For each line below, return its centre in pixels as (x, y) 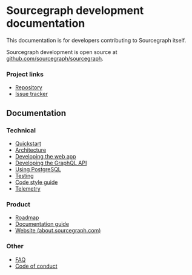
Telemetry (28, 188)
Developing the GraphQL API (51, 163)
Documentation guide (42, 224)
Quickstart (28, 143)
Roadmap (27, 218)
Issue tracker (31, 94)
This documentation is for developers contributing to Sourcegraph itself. (96, 40)
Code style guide (36, 182)
